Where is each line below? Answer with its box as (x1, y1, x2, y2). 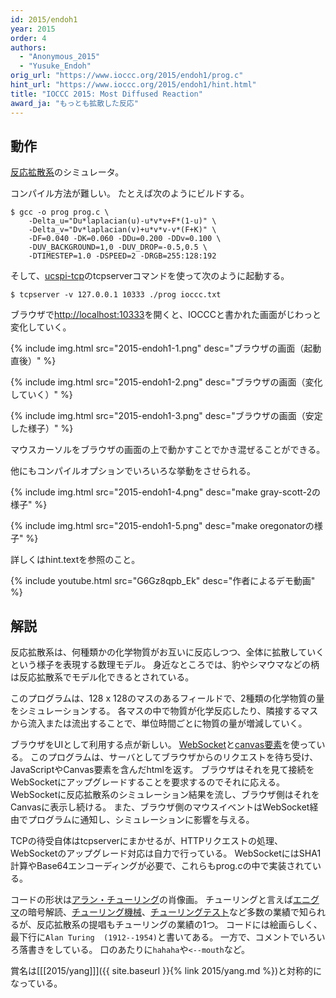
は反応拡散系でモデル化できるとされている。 (10, 671, 195, 683)
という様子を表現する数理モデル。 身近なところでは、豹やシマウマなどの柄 (10, 659, 320, 671)
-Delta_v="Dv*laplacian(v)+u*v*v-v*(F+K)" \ (28, 225, 217, 235)
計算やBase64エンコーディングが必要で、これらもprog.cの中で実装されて (10, 860, 313, 872)
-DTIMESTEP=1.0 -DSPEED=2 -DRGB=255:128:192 (28, 251, 217, 261)
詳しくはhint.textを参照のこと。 (10, 554, 141, 566)
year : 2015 (10, 24, 56, 34)
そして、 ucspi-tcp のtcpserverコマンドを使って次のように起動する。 (10, 270, 290, 282)
